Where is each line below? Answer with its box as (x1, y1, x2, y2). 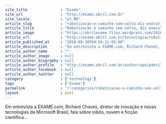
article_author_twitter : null (5, 72, 74, 77)
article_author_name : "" (5, 49, 70, 54)
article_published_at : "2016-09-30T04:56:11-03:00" (5, 40, 125, 45)
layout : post (5, 90, 74, 95)
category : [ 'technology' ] (5, 76, 96, 81)
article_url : (5, 35, 63, 40)
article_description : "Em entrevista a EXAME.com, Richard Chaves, (5, 44, 161, 49)
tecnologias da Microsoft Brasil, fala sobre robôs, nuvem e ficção (5, 109, 138, 115)
